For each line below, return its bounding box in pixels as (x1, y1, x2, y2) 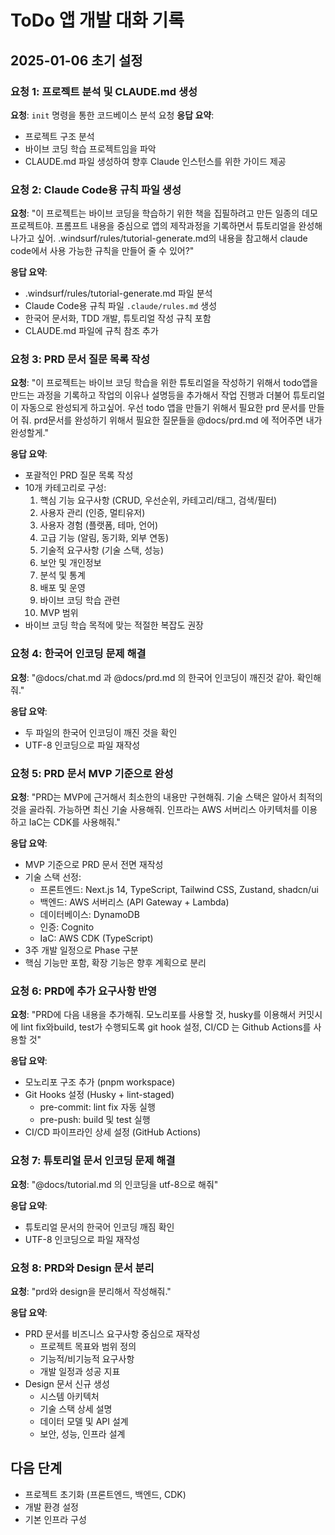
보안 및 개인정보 (39, 557, 102, 569)
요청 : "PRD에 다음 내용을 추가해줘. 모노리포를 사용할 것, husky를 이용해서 (10, 1009, 297, 1021)
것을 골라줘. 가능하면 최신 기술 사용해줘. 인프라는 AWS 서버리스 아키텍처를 (10, 804, 300, 816)
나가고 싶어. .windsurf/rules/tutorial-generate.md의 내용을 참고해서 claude (10, 232, 308, 245)
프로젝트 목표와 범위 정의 (39, 1340, 137, 1352)
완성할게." (10, 427, 49, 439)
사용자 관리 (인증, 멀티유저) (39, 507, 146, 519)
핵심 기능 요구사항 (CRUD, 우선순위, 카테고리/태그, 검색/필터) (39, 494, 278, 506)
